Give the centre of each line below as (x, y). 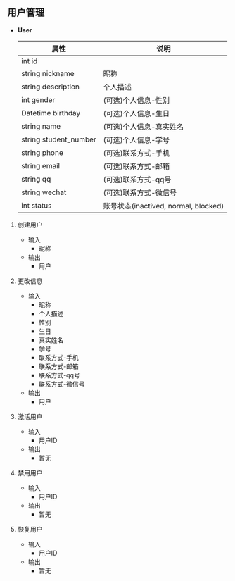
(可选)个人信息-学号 (136, 139)
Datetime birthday (51, 113)
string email (40, 165)
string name (41, 126)
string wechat (44, 192)
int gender (38, 99)
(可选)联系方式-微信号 (140, 192)
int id (29, 61)
